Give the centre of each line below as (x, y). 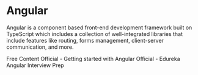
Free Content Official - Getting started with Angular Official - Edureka (93, 59)
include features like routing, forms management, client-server (85, 40)
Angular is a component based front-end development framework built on (99, 27)
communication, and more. (40, 47)
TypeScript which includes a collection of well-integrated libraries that (95, 34)
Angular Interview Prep (35, 65)
